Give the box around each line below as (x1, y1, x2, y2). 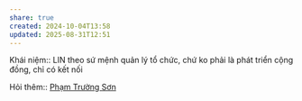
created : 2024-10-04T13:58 (9, 22, 111, 31)
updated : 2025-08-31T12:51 (9, 30, 111, 39)
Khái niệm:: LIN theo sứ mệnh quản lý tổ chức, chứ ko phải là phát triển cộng (9, 55, 294, 66)
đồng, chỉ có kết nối (9, 64, 83, 75)
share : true (9, 13, 54, 23)
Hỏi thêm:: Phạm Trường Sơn (9, 82, 117, 93)
